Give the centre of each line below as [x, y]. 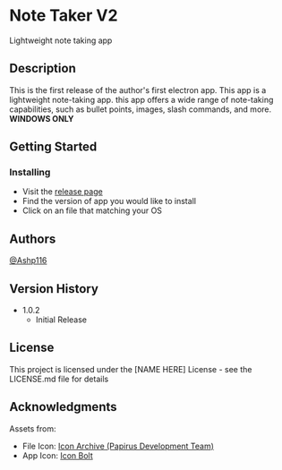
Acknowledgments [64, 407]
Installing [30, 173]
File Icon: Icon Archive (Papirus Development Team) [118, 446]
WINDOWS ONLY [42, 118]
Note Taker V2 [64, 16]
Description [43, 68]
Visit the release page [62, 192]
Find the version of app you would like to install [109, 201]
